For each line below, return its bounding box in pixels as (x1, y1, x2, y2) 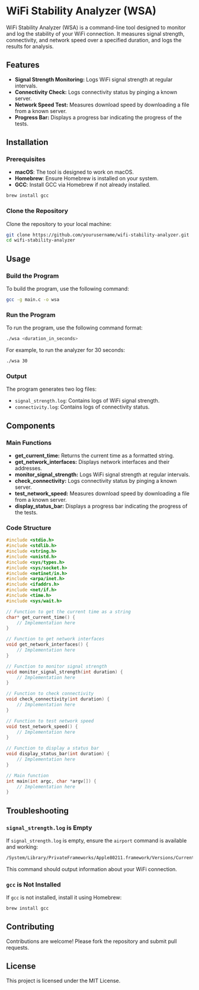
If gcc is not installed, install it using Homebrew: (6, 894, 122, 901)
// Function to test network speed (6, 718, 94, 724)
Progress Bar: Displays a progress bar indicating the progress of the (14, 114, 182, 121)
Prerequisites (6, 155, 46, 164)
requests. (6, 944, 30, 951)
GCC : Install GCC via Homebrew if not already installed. (14, 181, 151, 188)
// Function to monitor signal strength (6, 663, 108, 670)
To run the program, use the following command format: (6, 324, 143, 331)
